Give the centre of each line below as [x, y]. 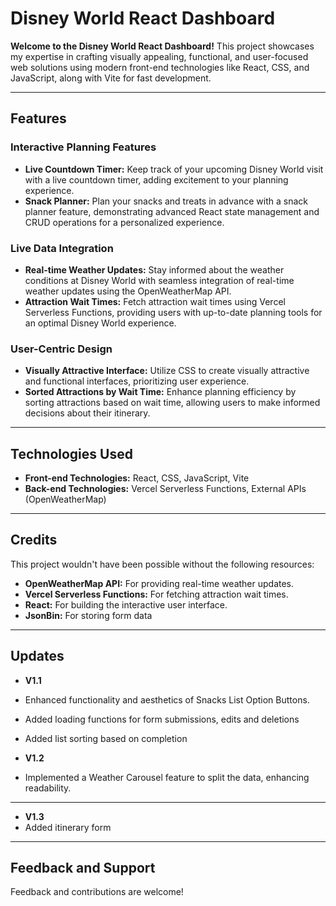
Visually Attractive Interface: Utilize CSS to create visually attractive [167, 371]
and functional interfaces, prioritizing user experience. [137, 381]
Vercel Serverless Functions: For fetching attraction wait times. [156, 594]
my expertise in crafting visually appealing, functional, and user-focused [159, 56]
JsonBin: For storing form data [88, 615]
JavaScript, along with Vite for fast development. [111, 78]
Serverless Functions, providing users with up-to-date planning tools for [173, 312]
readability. [48, 788]
